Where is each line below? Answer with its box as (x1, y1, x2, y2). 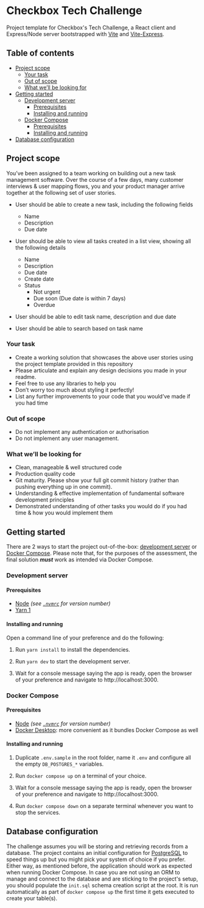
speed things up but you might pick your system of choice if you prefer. (6, 856, 186, 863)
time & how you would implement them (15, 509, 113, 516)
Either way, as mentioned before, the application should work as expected (6, 862, 192, 870)
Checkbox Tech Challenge (6, 4, 142, 18)
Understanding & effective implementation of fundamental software (15, 489, 185, 497)
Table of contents (6, 48, 74, 59)
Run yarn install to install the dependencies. (15, 646, 130, 653)
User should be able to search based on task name (15, 325, 143, 332)
